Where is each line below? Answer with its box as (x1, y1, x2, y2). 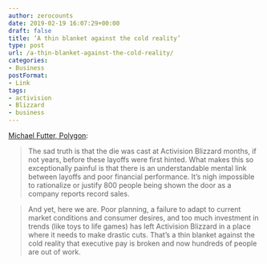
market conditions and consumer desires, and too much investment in (27, 213, 259, 222)
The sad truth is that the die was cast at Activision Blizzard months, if (27, 146, 257, 156)
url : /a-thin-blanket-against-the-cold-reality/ (8, 49, 174, 57)
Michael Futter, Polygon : (8, 131, 88, 140)
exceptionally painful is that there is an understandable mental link (27, 164, 247, 173)
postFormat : (8, 71, 48, 79)
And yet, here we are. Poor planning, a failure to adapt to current (27, 205, 241, 213)
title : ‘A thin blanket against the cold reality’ (8, 34, 181, 43)
